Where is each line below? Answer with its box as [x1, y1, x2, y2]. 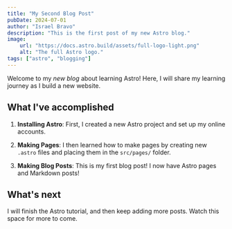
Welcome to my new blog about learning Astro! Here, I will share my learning [7, 74, 226, 82]
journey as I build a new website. [7, 81, 101, 90]
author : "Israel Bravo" [7, 23, 76, 30]
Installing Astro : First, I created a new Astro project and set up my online [17, 120, 226, 128]
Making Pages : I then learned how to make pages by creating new [17, 140, 208, 149]
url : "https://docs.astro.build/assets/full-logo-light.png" [19, 42, 199, 49]
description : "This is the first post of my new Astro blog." [7, 29, 190, 37]
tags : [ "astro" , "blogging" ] [7, 55, 91, 62]
